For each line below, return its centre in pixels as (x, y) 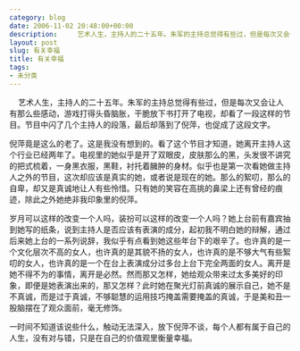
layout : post (33, 42)
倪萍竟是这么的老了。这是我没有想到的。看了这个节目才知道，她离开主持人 (146, 143)
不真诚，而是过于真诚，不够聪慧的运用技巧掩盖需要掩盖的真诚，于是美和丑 (146, 297)
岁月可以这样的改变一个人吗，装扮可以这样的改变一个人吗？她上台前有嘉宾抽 (150, 218)
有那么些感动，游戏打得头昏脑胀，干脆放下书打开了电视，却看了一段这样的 (146, 113)
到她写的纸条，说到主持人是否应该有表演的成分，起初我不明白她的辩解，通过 (150, 230)
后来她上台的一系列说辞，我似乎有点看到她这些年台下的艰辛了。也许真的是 (146, 240)
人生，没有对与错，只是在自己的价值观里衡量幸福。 (103, 338)
